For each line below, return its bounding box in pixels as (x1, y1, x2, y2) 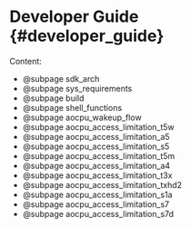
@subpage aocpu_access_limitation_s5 (22, 141, 170, 152)
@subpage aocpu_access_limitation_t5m (22, 150, 176, 161)
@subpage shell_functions (22, 102, 123, 113)
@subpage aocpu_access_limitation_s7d (22, 208, 175, 219)
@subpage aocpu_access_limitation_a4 (22, 160, 171, 171)
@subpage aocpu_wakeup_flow (22, 112, 143, 123)
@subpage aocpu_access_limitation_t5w (22, 121, 175, 133)
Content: (9, 55, 43, 66)
